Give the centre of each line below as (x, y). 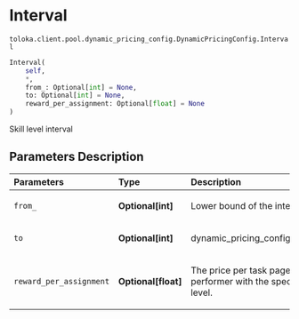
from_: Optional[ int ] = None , (81, 87)
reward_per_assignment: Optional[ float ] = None (115, 104)
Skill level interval (41, 129)
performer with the (230, 281)
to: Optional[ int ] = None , (75, 96)
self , (36, 71)
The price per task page (241, 270)
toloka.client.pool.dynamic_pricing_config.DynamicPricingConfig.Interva (149, 39)
